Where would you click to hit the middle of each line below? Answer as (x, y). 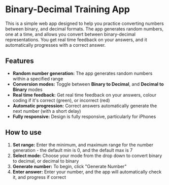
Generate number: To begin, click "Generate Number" (70, 166)
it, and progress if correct (39, 177)
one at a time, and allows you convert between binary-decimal (71, 34)
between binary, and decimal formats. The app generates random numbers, (84, 28)
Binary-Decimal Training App (68, 9)
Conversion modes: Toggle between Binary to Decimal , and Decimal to (88, 84)
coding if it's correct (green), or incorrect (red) (61, 100)
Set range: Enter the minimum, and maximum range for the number (83, 145)
